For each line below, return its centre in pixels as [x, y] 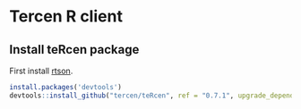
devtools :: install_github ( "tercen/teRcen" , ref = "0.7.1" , [122, 96]
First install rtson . [41, 71]
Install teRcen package [74, 50]
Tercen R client [66, 17]
